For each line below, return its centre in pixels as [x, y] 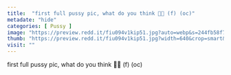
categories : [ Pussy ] [40, 26]
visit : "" [21, 45]
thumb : [16, 39]
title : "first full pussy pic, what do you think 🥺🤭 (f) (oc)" [101, 13]
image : [16, 32]
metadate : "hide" [32, 20]
